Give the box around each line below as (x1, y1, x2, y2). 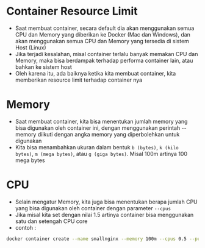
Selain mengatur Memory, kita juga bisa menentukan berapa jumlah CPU (15, 198, 198, 205)
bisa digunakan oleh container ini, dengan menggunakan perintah (15, 124, 181, 132)
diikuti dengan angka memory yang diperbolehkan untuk (37, 130, 180, 138)
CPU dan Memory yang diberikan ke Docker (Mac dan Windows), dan (15, 30, 191, 38)
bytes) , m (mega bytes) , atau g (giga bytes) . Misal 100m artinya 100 (15, 150, 188, 157)
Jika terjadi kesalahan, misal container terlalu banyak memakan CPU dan (15, 50, 198, 57)
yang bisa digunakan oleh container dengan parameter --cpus (15, 204, 171, 211)
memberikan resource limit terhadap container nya (15, 76, 143, 83)
